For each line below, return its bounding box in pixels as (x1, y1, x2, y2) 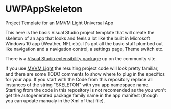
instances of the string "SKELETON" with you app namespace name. (5, 82, 150, 88)
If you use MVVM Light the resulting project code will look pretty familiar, (5, 65, 159, 71)
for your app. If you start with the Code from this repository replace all (5, 76, 153, 82)
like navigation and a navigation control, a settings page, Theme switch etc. (5, 46, 164, 52)
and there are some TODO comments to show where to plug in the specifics (5, 70, 165, 77)
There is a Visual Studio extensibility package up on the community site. (5, 55, 157, 61)
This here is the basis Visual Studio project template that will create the (5, 29, 155, 35)
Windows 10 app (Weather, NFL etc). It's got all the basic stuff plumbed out (5, 40, 163, 46)
